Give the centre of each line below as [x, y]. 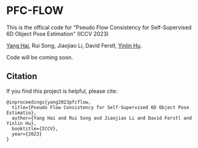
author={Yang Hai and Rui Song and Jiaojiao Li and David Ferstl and [102, 118]
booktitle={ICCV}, [35, 129]
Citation [22, 76]
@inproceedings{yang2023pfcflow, [49, 102]
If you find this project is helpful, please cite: [62, 91]
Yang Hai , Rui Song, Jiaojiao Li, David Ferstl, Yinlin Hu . [74, 45]
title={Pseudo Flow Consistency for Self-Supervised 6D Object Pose [101, 107]
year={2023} [27, 134]
